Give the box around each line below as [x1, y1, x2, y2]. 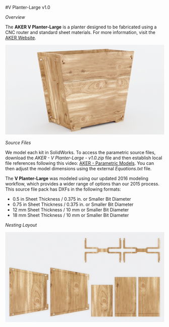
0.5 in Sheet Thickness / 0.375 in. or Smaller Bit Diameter [12, 196, 131, 202]
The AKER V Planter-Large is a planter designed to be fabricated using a [5, 24, 157, 30]
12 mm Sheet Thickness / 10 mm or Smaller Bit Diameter [12, 207, 129, 212]
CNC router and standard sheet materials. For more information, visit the [5, 29, 155, 35]
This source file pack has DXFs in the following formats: [5, 186, 121, 192]
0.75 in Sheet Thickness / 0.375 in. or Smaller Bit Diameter [12, 201, 134, 207]
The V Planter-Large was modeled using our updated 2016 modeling [5, 175, 149, 181]
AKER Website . [5, 35, 36, 41]
